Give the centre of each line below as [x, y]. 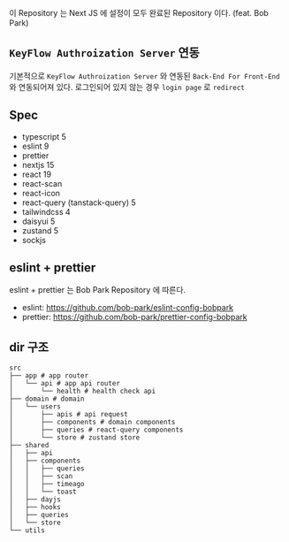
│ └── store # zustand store [75, 438]
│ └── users [35, 407]
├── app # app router [49, 376]
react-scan [42, 183]
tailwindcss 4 [46, 211]
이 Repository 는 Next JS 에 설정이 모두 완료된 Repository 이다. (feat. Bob [139, 13]
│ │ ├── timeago [47, 485]
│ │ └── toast [43, 492]
